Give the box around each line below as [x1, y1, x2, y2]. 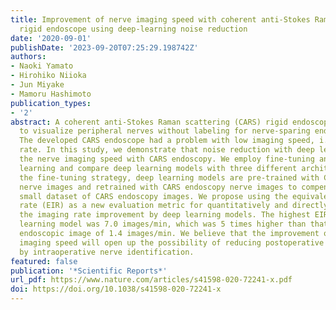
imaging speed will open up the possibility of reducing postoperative [19, 237, 325, 248]
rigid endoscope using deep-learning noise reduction [19, 24, 248, 34]
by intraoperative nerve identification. [19, 247, 195, 257]
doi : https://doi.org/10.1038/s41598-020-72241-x [10, 284, 222, 295]
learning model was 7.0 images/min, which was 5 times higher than [19, 219, 307, 230]
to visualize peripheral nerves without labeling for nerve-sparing [19, 126, 311, 136]
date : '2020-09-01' [10, 33, 92, 43]
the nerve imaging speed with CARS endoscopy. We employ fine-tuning [19, 154, 315, 164]
